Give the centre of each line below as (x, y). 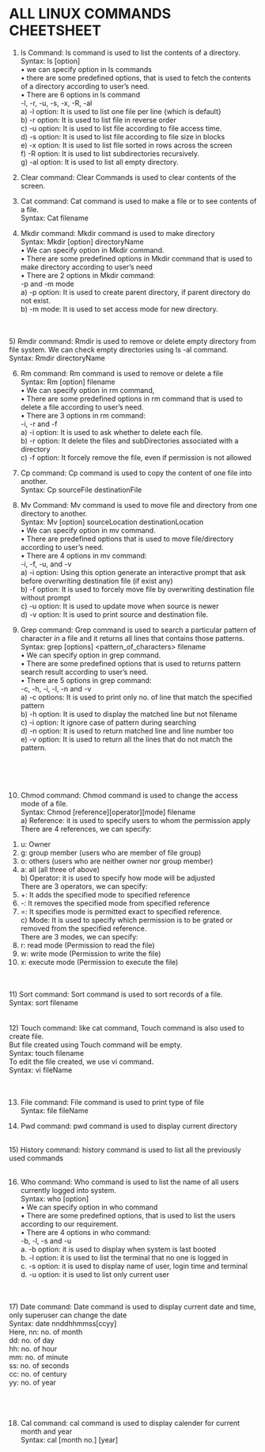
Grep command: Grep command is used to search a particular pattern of (138, 630)
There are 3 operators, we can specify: (84, 886)
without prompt (45, 597)
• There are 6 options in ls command (80, 94)
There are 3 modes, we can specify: (79, 936)
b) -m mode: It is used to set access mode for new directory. (119, 309)
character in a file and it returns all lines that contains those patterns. (132, 638)
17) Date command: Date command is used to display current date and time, (132, 1306)
